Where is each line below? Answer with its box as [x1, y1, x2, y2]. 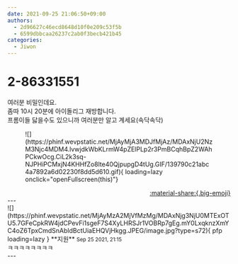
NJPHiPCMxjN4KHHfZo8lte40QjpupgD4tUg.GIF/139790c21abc [25, 160, 210, 168]
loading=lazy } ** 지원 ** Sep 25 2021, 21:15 [7, 234, 123, 243]
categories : [7, 37, 42, 44]
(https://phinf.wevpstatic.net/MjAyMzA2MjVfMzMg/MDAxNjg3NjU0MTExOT [7, 211, 229, 219]
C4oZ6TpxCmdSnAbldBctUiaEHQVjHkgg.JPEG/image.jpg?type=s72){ [7, 226, 211, 234]
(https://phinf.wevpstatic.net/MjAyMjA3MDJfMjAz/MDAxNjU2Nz [25, 137, 213, 146]
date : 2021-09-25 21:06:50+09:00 [7, 10, 106, 18]
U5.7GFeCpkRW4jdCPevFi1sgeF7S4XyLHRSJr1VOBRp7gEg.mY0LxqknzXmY [7, 219, 229, 227]
